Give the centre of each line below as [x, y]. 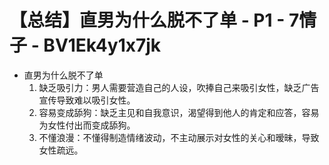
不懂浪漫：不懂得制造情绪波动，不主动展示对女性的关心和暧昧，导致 [179, 137]
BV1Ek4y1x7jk [102, 45]
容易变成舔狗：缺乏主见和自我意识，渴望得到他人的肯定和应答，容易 [179, 112]
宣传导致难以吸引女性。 [87, 100]
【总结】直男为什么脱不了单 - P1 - [147, 20]
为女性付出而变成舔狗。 [87, 125]
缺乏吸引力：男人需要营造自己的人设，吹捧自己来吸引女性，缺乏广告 [179, 87]
